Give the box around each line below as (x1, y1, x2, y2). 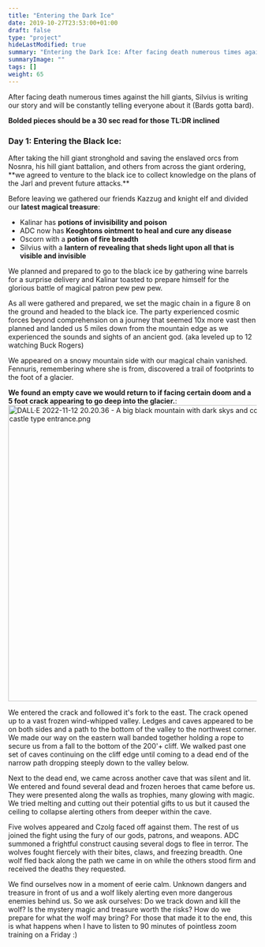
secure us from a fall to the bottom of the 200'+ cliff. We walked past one (8, 741, 247, 750)
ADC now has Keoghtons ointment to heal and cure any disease (19, 226, 232, 235)
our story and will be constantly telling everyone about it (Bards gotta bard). (8, 100, 254, 110)
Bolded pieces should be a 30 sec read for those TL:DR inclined (8, 115, 220, 125)
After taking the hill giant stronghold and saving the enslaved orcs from (8, 153, 239, 163)
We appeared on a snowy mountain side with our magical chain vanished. (8, 355, 248, 365)
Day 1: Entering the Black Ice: (8, 135, 122, 146)
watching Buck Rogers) (8, 340, 84, 350)
